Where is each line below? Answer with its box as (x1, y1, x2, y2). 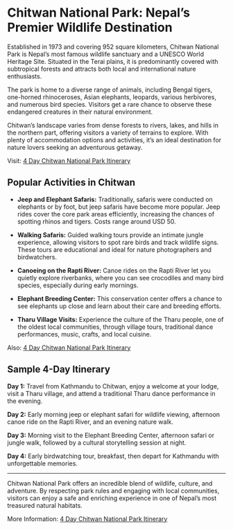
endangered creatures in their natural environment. (7, 108, 153, 116)
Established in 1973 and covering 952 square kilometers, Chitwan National (7, 42, 219, 51)
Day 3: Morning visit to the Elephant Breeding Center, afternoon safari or (7, 431, 215, 439)
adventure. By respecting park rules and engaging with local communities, (7, 486, 220, 495)
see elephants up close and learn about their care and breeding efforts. (17, 302, 221, 310)
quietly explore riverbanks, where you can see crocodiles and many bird (17, 273, 224, 282)
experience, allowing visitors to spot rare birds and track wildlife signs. (17, 238, 219, 246)
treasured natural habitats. (7, 501, 83, 509)
